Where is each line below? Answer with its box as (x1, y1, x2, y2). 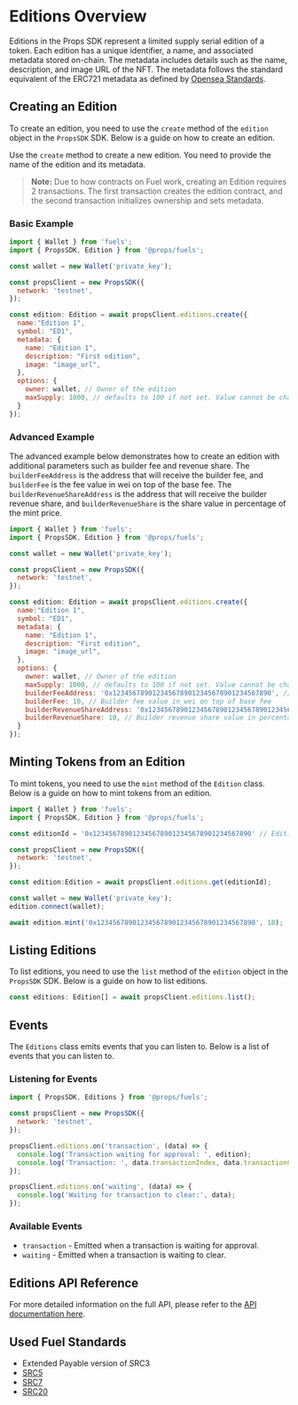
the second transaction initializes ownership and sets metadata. (30, 195, 264, 205)
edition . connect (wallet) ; (9, 902, 105, 911)
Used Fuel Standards (9, 1334, 127, 1349)
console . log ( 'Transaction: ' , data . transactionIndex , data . (17, 1158, 244, 1167)
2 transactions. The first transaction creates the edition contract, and (30, 185, 283, 197)
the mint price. (9, 507, 62, 518)
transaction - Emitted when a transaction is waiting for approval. (21, 1240, 260, 1251)
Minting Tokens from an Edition (9, 754, 185, 770)
